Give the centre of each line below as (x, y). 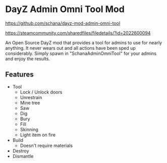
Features (19, 75)
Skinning (29, 129)
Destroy (21, 151)
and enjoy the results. (28, 58)
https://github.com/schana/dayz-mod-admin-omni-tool (63, 23)
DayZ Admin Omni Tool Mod (65, 9)
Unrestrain (31, 97)
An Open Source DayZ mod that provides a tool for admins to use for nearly (84, 43)
